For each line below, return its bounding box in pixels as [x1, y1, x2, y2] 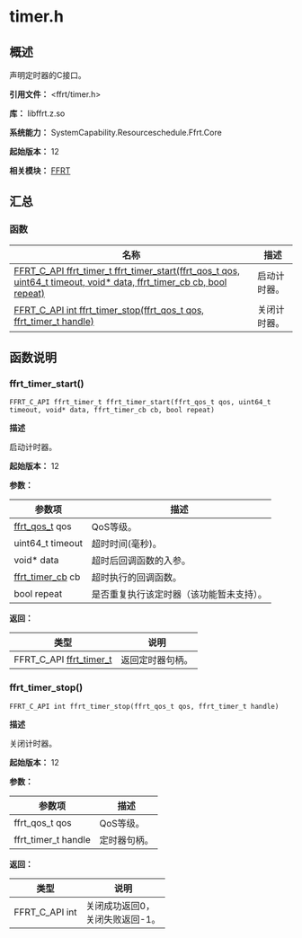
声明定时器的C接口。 [9, 70, 87, 80]
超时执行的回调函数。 [91, 571, 182, 584]
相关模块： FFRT [9, 165, 71, 176]
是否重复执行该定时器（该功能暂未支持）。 [91, 588, 268, 601]
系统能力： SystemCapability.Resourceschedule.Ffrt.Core [9, 128, 222, 137]
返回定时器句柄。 [120, 654, 193, 667]
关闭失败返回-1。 [85, 913, 161, 925]
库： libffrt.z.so [9, 108, 66, 119]
